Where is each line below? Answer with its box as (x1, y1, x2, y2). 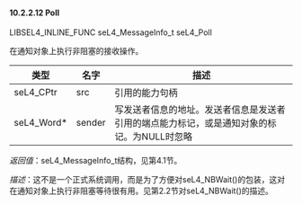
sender (75, 117, 106, 129)
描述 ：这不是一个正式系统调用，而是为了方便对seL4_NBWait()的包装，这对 (9, 174, 286, 185)
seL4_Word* (13, 117, 67, 129)
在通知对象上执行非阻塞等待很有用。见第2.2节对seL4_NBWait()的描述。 (9, 185, 274, 197)
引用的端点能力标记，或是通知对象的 (114, 117, 268, 129)
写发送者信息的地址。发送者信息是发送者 (114, 103, 286, 116)
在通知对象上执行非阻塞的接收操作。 (9, 46, 144, 57)
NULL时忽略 (141, 130, 193, 143)
